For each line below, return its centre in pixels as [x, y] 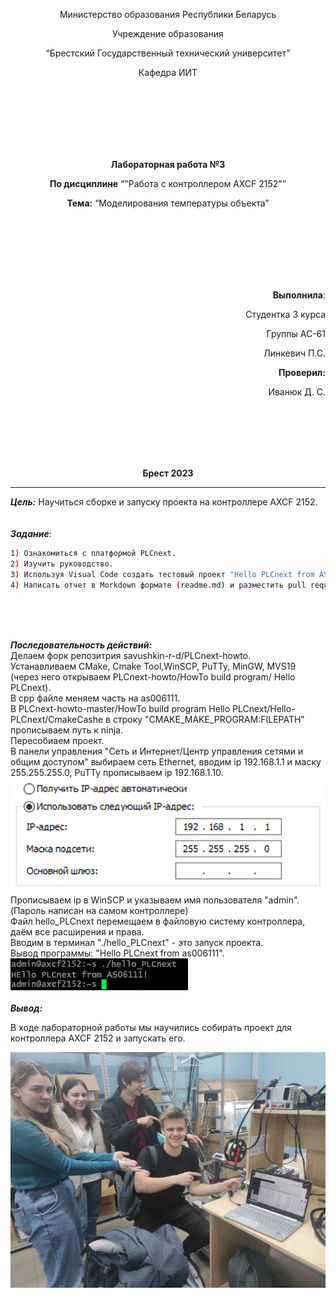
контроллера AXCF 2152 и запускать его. [98, 1038]
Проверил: [302, 372]
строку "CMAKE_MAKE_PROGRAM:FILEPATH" [208, 719]
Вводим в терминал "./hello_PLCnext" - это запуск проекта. [137, 943]
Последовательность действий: [81, 645]
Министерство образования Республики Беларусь [168, 14]
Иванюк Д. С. [297, 392]
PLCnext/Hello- [263, 708]
